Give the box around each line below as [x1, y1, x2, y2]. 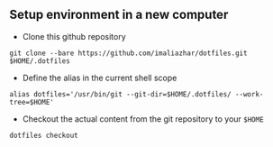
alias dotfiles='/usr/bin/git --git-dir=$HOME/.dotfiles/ [9, 89, 232, 98]
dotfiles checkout [9, 131, 78, 140]
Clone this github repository [22, 31, 126, 41]
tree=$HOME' [9, 97, 54, 106]
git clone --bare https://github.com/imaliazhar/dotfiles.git [9, 49, 248, 58]
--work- [234, 89, 264, 98]
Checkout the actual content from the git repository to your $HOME [22, 113, 264, 124]
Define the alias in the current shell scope [22, 72, 177, 83]
